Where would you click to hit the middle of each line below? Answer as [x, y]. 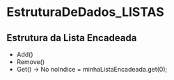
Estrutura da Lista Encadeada [72, 38]
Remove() [31, 62]
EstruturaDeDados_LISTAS [85, 12]
